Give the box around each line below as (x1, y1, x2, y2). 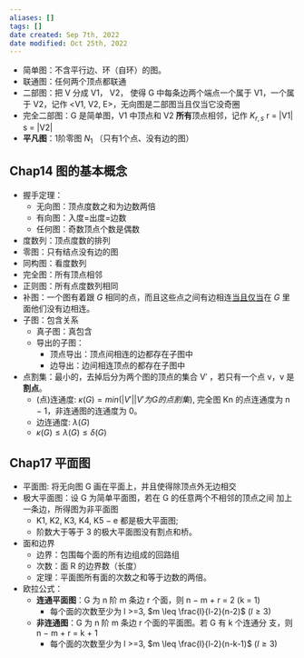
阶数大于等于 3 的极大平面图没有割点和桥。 (35, 526, 198, 537)
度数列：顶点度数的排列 (22, 234, 111, 245)
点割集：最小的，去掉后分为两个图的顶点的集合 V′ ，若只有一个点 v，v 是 (22, 371, 295, 382)
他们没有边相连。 (30, 303, 95, 314)
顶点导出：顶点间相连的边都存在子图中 (49, 348, 193, 359)
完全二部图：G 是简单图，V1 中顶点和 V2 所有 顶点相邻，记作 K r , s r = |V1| (22, 110, 293, 124)
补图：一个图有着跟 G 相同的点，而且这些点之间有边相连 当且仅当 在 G (22, 292, 280, 303)
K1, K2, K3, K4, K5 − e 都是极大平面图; (35, 515, 179, 526)
